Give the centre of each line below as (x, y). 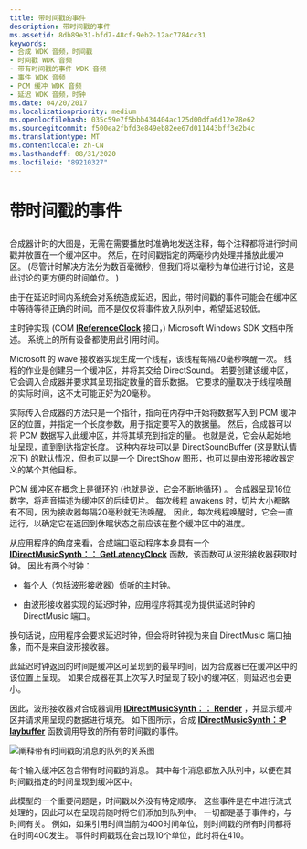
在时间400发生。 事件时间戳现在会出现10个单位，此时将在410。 (129, 835)
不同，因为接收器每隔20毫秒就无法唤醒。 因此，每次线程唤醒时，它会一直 (155, 512)
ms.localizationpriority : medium (73, 111)
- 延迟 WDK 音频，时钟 (48, 94)
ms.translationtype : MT (55, 137)
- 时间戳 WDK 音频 (41, 60)
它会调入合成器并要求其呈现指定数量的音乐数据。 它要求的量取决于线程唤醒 (151, 382)
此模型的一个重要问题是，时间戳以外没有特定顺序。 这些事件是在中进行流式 (151, 801)
